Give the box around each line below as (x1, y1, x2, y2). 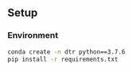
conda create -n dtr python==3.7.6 (7, 47, 126, 56)
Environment (7, 30, 59, 41)
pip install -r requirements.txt (7, 55, 119, 63)
